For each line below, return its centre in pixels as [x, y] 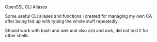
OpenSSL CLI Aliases [26, 7]
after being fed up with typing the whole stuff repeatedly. [62, 21]
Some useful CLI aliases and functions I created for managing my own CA [78, 16]
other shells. [17, 36]
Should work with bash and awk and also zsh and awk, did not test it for [77, 30]
